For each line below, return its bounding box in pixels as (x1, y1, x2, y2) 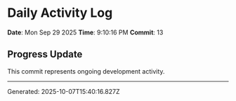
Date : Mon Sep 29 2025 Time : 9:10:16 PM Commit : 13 (7, 28, 164, 36)
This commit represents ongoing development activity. (7, 67, 165, 75)
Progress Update (7, 48, 83, 60)
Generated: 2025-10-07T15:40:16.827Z (7, 87, 120, 95)
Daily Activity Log (7, 5, 113, 21)
